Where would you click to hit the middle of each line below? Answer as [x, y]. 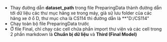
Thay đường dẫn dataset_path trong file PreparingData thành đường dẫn [86, 8]
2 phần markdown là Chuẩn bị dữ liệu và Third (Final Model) [73, 34]
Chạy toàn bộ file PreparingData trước [50, 23]
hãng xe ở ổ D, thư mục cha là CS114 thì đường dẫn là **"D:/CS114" [79, 18]
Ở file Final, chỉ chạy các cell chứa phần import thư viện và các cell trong [86, 29]
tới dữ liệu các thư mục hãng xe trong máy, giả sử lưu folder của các [81, 13]
